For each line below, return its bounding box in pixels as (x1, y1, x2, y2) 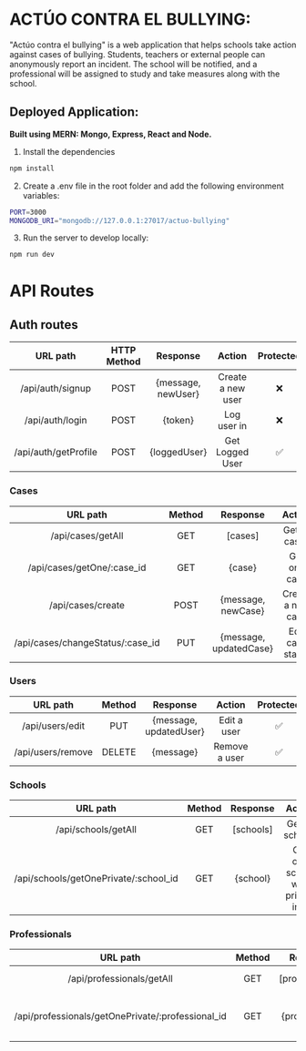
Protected (257, 698, 301, 710)
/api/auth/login (24, 414, 87, 427)
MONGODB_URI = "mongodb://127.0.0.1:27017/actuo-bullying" (9, 216, 230, 225)
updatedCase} (212, 642, 274, 655)
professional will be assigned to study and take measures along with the (9, 68, 280, 79)
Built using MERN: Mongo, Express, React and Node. (9, 128, 212, 139)
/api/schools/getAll (56, 823, 137, 836)
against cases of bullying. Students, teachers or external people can (9, 48, 266, 59)
